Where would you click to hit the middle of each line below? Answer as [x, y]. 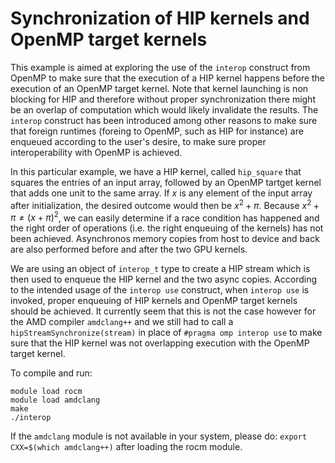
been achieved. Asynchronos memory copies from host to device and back [165, 239]
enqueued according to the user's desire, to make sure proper [138, 141]
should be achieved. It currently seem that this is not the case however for [163, 311]
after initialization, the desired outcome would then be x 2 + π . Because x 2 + [165, 204]
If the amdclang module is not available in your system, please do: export [159, 436]
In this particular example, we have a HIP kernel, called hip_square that [156, 171]
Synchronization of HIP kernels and [160, 18]
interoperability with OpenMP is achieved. [96, 152]
